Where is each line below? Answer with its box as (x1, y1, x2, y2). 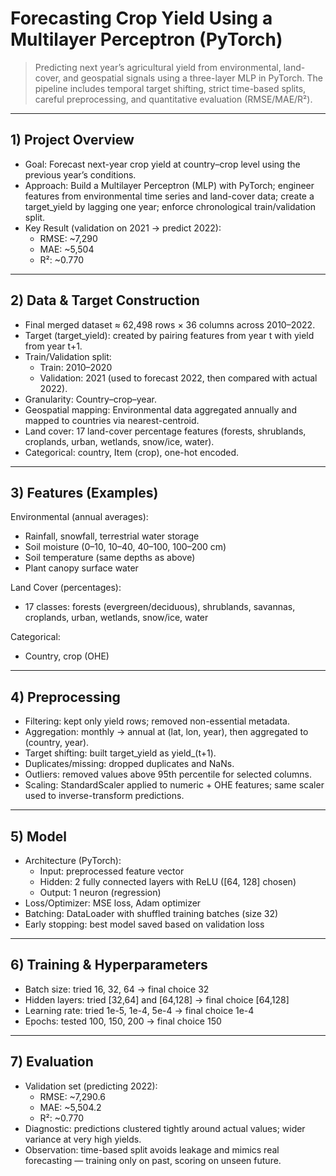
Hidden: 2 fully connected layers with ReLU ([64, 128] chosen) (39, 876, 297, 887)
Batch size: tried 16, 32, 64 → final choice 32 (24, 983, 210, 995)
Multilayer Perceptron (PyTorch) (10, 28, 283, 51)
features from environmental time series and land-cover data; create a (24, 190, 315, 202)
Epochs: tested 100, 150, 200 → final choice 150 (24, 1015, 222, 1027)
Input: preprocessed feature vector (39, 865, 185, 877)
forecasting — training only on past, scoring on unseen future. (24, 1154, 282, 1166)
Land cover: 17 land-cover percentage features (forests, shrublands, (24, 425, 307, 437)
